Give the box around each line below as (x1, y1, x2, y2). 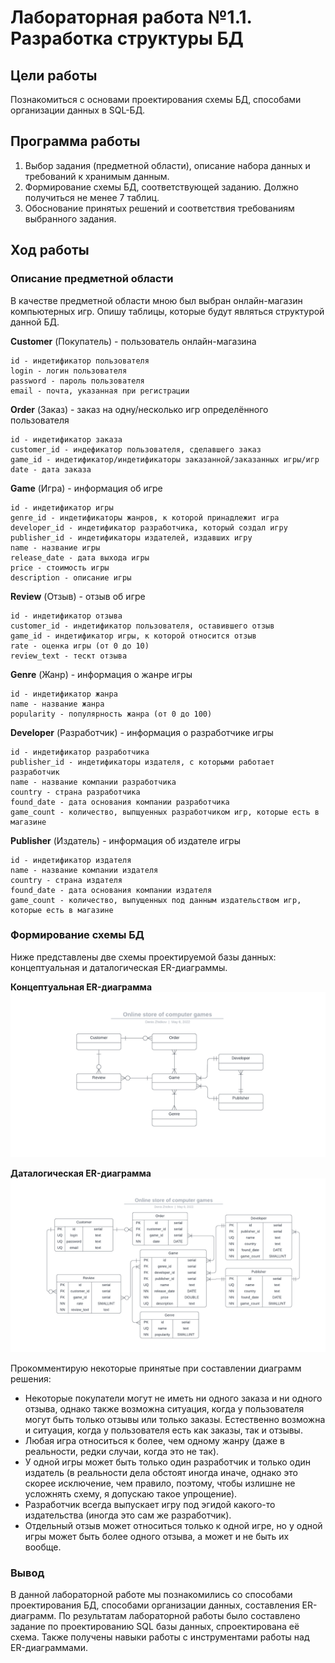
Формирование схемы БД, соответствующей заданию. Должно (24, 181, 299, 193)
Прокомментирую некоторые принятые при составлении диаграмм (10, 1362, 302, 1375)
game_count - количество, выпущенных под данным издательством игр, (10, 895, 302, 905)
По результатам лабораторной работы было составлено (58, 1610, 301, 1622)
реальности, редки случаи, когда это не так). (24, 1446, 220, 1458)
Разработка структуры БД (10, 27, 244, 50)
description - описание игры (10, 572, 132, 583)
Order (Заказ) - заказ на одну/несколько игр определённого (10, 403, 269, 415)
